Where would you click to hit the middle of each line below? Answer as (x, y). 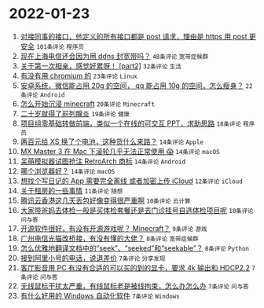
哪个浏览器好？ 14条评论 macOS (68, 170)
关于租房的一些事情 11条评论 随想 (71, 190)
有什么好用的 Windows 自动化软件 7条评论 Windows (100, 295)
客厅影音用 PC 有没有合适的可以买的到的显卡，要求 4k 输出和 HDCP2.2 (135, 267)
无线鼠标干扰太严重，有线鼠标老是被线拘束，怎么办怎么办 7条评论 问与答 (135, 286)
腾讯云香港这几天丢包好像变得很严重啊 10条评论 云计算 (105, 200)
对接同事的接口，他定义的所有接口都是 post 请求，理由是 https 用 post (134, 36)
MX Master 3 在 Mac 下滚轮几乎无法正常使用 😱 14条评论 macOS (120, 151)
